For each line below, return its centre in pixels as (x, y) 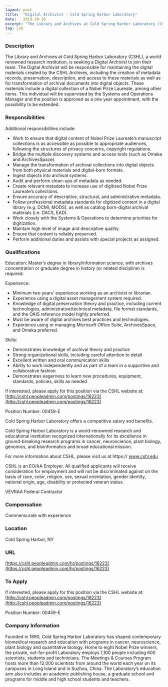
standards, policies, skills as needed (50, 381)
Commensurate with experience (38, 515)
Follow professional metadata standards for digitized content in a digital (86, 202)
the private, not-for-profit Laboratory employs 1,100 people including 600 (80, 652)
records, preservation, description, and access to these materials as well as (83, 78)
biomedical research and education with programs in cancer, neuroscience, (83, 642)
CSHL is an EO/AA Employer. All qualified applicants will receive (71, 466)
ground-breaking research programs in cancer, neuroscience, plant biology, (83, 441)
